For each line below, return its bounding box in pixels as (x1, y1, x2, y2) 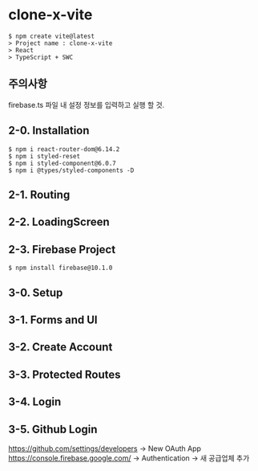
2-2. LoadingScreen (8, 215, 110, 229)
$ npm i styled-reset (8, 152, 81, 160)
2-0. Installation (8, 124, 90, 137)
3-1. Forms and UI (8, 313, 98, 326)
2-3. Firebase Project (8, 243, 116, 256)
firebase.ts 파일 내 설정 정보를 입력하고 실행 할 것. (8, 100, 165, 109)
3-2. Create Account (8, 340, 113, 354)
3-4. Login (8, 395, 62, 409)
